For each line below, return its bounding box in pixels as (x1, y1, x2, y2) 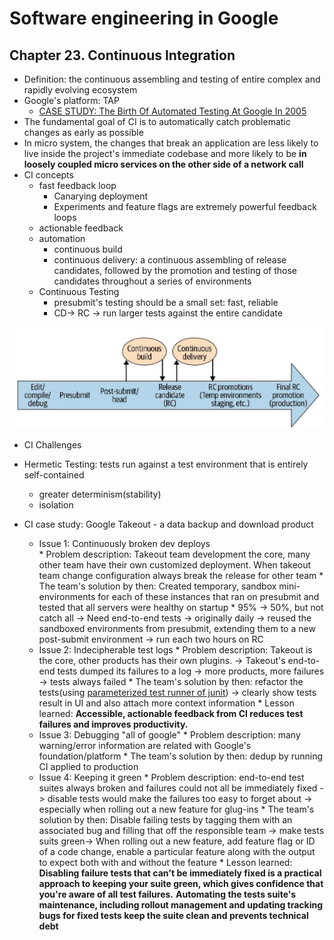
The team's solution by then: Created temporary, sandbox (38, 580, 277, 592)
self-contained (23, 468, 85, 481)
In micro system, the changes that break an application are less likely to (23, 137, 319, 149)
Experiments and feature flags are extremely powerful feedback (53, 201, 317, 212)
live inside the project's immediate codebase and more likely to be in (23, 148, 307, 159)
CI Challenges (23, 438, 82, 451)
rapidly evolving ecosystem (23, 84, 138, 96)
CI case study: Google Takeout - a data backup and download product (23, 518, 314, 530)
